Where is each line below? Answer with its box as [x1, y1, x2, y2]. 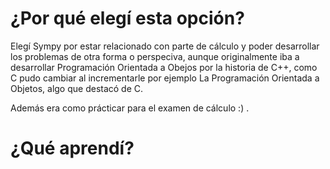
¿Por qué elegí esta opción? [10, 7, 245, 30]
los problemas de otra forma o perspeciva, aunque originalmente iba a [10, 50, 300, 62]
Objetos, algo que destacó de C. [10, 82, 144, 94]
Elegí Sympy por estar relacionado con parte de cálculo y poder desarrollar [10, 40, 320, 52]
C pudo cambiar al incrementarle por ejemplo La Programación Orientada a [10, 72, 320, 84]
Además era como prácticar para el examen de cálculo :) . [10, 102, 250, 114]
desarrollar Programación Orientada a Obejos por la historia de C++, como [10, 61, 318, 73]
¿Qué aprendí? [10, 137, 135, 160]
